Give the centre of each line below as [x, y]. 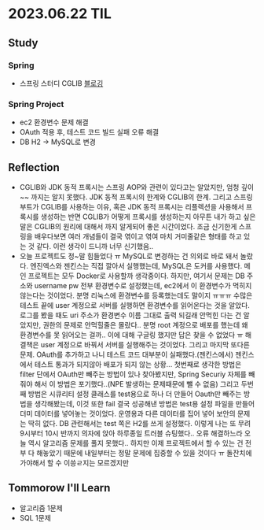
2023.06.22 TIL [60, 14]
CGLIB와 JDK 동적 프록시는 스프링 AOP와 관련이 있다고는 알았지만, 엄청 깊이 [136, 187]
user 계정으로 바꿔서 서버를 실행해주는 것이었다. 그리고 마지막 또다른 [145, 344]
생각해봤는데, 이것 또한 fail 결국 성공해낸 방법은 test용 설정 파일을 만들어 [145, 403]
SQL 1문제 [35, 517]
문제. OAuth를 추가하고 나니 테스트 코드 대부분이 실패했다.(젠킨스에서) [126, 354]
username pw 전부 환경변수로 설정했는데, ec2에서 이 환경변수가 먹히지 [143, 285]
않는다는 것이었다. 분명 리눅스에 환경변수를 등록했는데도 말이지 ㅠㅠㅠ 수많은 [136, 295]
